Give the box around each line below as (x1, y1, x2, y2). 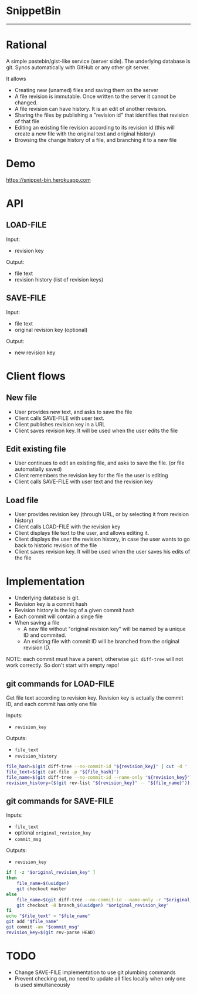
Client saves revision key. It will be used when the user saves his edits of (14, 548, 191, 555)
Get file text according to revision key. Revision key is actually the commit (6, 694, 184, 701)
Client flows (6, 369, 66, 382)
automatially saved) (14, 466, 62, 473)
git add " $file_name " (6, 919, 59, 925)
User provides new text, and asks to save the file (14, 408, 133, 415)
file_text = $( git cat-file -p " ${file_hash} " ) (6, 769, 119, 775)
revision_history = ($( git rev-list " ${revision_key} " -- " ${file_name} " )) (6, 780, 191, 786)
